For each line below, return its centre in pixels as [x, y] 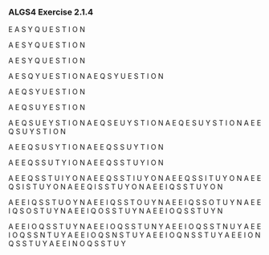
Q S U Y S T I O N [37, 132]
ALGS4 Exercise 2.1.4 [51, 12]
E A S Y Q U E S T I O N [47, 30]
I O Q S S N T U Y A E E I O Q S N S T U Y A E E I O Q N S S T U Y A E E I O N [134, 235]
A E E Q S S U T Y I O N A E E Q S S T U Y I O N [86, 162]
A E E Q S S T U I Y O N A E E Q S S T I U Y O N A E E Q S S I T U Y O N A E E [135, 179]
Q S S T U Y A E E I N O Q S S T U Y [67, 244]
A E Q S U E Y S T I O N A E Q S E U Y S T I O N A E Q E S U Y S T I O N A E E [135, 123]
